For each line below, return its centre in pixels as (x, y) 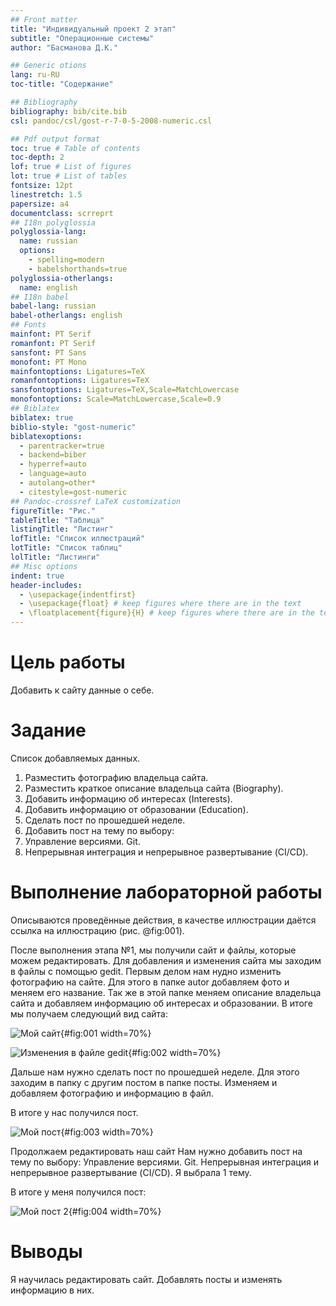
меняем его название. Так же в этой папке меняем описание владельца (166, 992)
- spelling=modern (66, 260)
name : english (48, 287)
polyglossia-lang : (48, 232)
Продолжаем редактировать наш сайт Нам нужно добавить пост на (156, 1151)
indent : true (37, 576)
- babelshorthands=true (78, 269)
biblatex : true (42, 417)
